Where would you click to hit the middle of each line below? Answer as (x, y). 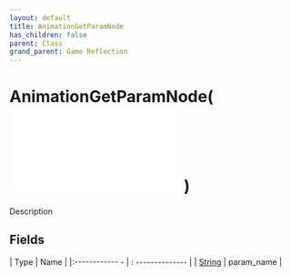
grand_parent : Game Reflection (69, 52)
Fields (27, 240)
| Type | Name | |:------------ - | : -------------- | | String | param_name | (146, 261)
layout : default (40, 18)
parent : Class (36, 43)
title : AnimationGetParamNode (67, 26)
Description (31, 211)
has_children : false (49, 35)
